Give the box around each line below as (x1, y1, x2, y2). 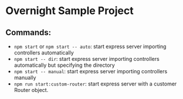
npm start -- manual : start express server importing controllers (13, 68, 168, 74)
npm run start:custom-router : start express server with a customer (13, 80, 177, 87)
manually (13, 74, 36, 81)
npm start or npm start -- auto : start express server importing (13, 43, 167, 50)
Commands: (5, 28, 52, 37)
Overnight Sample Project (5, 4, 134, 18)
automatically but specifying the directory (13, 62, 115, 69)
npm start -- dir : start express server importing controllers (13, 56, 160, 62)
